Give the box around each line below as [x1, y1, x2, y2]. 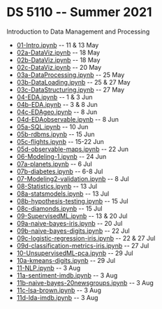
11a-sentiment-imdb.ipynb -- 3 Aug [16, 271, 118, 280]
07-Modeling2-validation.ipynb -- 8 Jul [16, 174, 130, 182]
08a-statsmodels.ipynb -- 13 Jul [16, 189, 110, 198]
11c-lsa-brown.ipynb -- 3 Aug [16, 286, 102, 294]
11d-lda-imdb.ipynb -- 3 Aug [16, 293, 98, 301]
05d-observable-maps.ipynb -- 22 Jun [16, 145, 129, 153]
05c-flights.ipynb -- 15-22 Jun [16, 137, 104, 145]
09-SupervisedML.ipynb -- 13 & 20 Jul [16, 211, 128, 220]
